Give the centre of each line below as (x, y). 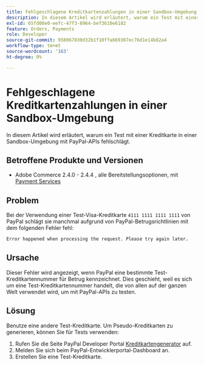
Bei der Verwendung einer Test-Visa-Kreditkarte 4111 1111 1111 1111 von (98, 215)
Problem (23, 200)
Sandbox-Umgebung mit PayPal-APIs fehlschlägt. (68, 141)
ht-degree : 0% (24, 57)
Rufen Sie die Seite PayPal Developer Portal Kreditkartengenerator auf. (104, 344)
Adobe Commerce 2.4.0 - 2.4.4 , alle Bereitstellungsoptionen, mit (97, 175)
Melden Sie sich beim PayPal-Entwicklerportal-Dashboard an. (92, 350)
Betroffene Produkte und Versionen (75, 160)
